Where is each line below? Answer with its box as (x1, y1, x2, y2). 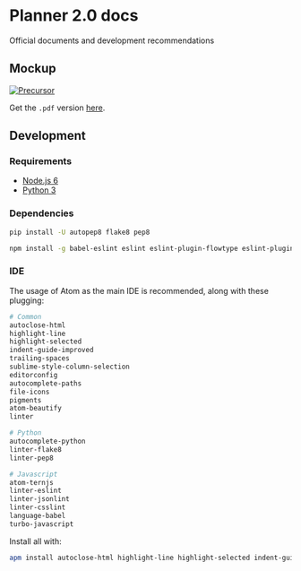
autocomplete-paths (9, 378, 82, 388)
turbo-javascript (9, 519, 74, 529)
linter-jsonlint (9, 495, 70, 504)
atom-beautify (9, 404, 63, 413)
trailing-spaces (9, 354, 70, 363)
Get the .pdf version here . (9, 102, 106, 113)
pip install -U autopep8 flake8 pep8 (9, 228, 150, 237)
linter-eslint (9, 486, 63, 496)
